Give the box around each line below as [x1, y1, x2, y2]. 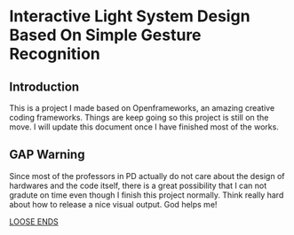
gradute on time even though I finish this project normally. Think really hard [9, 189, 284, 200]
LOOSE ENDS [9, 215, 60, 227]
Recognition [9, 44, 100, 64]
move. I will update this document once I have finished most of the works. [9, 121, 280, 132]
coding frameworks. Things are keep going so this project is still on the [9, 113, 269, 122]
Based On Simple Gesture [9, 25, 202, 45]
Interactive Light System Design [9, 6, 250, 27]
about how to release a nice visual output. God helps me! [9, 199, 218, 209]
